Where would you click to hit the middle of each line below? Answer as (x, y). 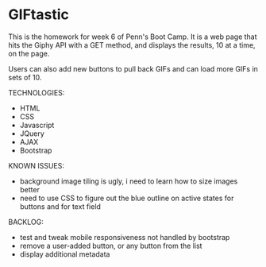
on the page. (29, 53)
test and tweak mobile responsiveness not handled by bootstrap (125, 237)
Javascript (37, 125)
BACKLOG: (26, 222)
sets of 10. (25, 77)
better (29, 189)
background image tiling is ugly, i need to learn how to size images (129, 181)
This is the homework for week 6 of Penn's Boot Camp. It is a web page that (133, 37)
